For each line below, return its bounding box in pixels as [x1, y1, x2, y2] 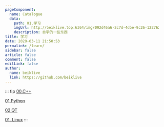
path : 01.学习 [14, 20, 41, 26]
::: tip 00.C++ [5, 88, 32, 94]
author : [5, 66, 21, 71]
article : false [5, 52, 36, 57]
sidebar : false [5, 48, 36, 53]
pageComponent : [5, 7, 36, 12]
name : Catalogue [9, 12, 42, 17]
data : [9, 16, 21, 21]
